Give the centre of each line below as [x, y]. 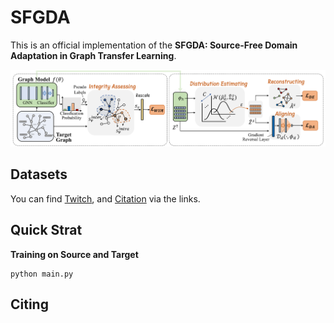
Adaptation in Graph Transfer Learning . [93, 55]
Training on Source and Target [74, 254]
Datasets [39, 174]
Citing [29, 304]
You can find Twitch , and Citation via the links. [105, 198]
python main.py [42, 274]
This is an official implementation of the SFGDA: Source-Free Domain [154, 45]
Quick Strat [46, 230]
